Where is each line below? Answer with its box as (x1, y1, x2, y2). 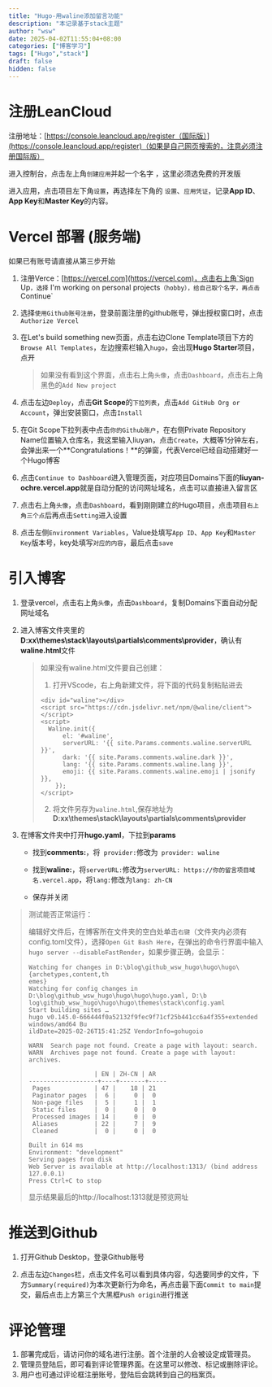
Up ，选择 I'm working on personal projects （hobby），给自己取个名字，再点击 (19, 282, 261, 292)
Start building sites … (28, 1005, 110, 1014)
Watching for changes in (28, 963, 113, 971)
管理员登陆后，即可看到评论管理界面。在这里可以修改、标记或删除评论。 (19, 1359, 262, 1369)
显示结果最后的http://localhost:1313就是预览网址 (28, 1192, 189, 1202)
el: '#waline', (62, 731, 114, 740)
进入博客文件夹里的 (19, 625, 85, 635)
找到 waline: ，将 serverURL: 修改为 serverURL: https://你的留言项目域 (32, 864, 256, 875)
